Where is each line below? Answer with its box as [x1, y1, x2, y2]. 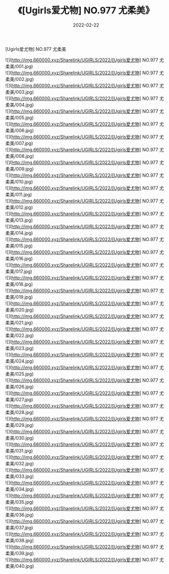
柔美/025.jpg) [5, 371, 34, 377]
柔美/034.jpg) [5, 486, 34, 492]
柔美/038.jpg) [5, 537, 34, 543]
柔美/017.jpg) [5, 268, 32, 274]
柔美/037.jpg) [5, 524, 33, 530]
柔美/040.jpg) [5, 563, 34, 569]
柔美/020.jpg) [5, 306, 34, 313]
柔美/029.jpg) [5, 422, 34, 428]
